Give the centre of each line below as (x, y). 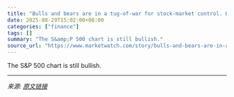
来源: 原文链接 (27, 86)
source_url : (24, 46)
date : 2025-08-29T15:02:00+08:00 (56, 20)
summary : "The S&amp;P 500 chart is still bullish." (85, 39)
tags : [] (20, 33)
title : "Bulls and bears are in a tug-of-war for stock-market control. (115, 14)
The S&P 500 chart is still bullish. (54, 65)
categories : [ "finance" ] (43, 26)
